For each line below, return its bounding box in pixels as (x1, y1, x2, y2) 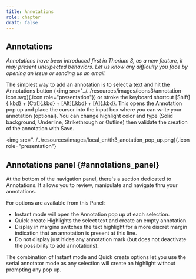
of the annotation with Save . (6, 125, 75, 132)
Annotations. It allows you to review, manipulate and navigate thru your (6, 182, 178, 189)
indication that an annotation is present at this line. (14, 229, 137, 237)
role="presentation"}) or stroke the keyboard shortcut (44, 94, 174, 101)
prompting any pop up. (6, 266, 62, 273)
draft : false (6, 19, 38, 25)
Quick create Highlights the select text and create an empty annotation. (14, 217, 188, 224)
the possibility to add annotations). (14, 242, 99, 249)
